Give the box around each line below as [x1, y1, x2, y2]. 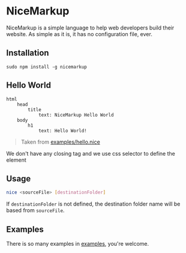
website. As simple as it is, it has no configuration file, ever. [6, 30, 153, 37]
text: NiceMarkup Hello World [38, 112, 114, 118]
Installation [6, 48, 49, 58]
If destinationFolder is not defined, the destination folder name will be [6, 200, 181, 208]
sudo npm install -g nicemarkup [6, 64, 87, 70]
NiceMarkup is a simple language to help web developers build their [6, 24, 175, 31]
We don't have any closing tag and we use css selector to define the [6, 150, 175, 157]
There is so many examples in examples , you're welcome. [6, 240, 149, 248]
